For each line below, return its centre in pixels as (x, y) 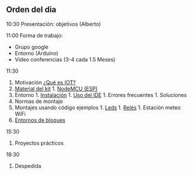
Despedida (28, 166)
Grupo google (32, 47)
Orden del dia (31, 10)
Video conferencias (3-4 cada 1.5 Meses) (65, 59)
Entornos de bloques (40, 120)
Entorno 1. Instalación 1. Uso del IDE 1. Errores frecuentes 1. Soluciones (101, 95)
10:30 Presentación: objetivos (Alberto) (54, 24)
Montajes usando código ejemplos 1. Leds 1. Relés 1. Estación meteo (98, 107)
